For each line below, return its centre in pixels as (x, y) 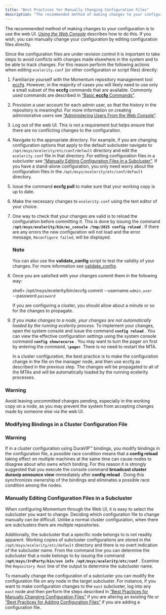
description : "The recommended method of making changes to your (74, 14)
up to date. (23, 191)
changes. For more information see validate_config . (64, 266)
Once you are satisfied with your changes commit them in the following (84, 275)
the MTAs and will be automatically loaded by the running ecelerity (80, 372)
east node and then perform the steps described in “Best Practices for (77, 591)
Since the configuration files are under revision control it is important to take (83, 54)
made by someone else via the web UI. (45, 412)
